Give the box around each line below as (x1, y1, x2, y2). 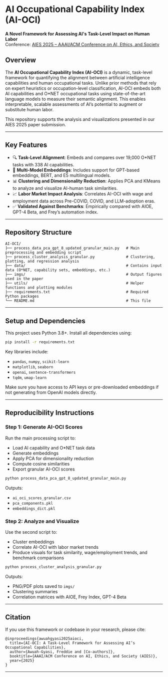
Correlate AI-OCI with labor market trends (12, 544, 99, 550)
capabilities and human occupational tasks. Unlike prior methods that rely (5, 80, 156, 86)
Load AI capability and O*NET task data (12, 444, 95, 450)
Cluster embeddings (12, 539, 54, 545)
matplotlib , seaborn (12, 364, 53, 370)
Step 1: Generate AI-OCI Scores (5, 423, 83, 430)
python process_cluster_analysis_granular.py (5, 564, 101, 569)
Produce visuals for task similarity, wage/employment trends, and (12, 549, 147, 555)
